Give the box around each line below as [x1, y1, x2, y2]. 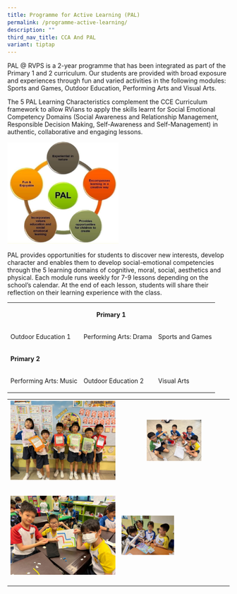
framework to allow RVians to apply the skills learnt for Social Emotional [7, 105, 216, 114]
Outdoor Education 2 [83, 376, 145, 385]
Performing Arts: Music [10, 376, 78, 385]
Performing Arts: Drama [83, 332, 152, 340]
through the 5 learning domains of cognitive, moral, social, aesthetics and [7, 266, 221, 274]
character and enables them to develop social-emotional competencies [7, 259, 214, 266]
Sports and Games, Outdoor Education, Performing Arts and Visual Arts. [7, 84, 217, 93]
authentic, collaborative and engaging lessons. [7, 128, 143, 136]
